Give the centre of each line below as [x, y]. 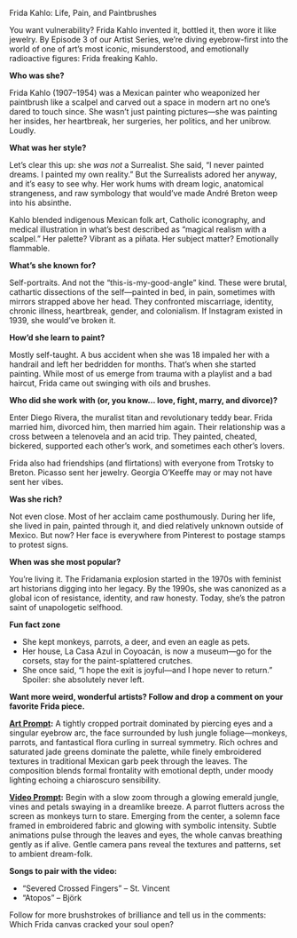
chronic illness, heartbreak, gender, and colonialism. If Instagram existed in [146, 311]
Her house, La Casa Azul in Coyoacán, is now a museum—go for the [147, 651]
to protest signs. [39, 545]
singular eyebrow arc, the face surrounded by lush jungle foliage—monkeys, [148, 733]
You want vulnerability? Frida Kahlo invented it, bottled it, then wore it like [143, 30]
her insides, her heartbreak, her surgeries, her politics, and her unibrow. [141, 121]
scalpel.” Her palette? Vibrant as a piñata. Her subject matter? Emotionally [144, 238]
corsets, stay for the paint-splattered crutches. [107, 660]
